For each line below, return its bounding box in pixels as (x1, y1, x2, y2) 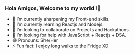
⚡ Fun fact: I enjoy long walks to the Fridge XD (12, 43, 109, 49)
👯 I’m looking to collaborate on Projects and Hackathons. (12, 27, 130, 33)
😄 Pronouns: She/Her (12, 37, 58, 43)
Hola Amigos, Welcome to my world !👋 (5, 5, 101, 12)
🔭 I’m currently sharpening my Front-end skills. (12, 16, 110, 22)
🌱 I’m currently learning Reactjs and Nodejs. (12, 21, 104, 27)
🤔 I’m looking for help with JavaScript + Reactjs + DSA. (12, 32, 127, 38)
